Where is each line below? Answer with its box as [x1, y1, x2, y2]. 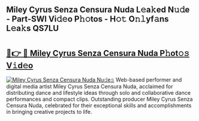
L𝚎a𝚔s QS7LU [6, 23, 59, 33]
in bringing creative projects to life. [6, 108, 92, 115]
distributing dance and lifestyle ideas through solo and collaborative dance [6, 89, 191, 96]
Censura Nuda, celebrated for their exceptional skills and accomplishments [6, 102, 192, 109]
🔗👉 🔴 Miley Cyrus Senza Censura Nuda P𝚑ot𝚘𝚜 [6, 48, 190, 58]
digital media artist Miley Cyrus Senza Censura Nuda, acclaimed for [6, 83, 173, 90]
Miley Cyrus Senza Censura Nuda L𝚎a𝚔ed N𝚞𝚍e [6, 5, 190, 15]
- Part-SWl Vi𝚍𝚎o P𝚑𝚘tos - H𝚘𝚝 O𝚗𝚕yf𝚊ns [6, 14, 169, 24]
